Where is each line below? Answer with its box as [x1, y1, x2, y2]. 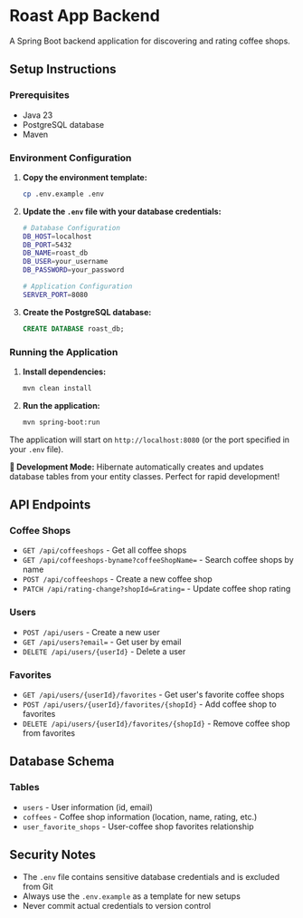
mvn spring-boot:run [22, 418, 100, 427]
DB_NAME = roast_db [22, 248, 89, 258]
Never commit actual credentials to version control [22, 900, 211, 911]
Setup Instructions [9, 62, 117, 77]
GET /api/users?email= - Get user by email [22, 636, 182, 647]
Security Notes [9, 847, 97, 863]
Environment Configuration [9, 151, 132, 164]
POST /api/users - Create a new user [22, 626, 160, 637]
